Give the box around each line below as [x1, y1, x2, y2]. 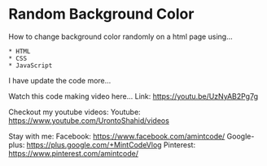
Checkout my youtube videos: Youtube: [8, 107, 141, 117]
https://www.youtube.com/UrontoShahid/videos [8, 115, 169, 126]
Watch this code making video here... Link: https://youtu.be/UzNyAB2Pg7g [8, 91, 259, 101]
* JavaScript [8, 62, 53, 70]
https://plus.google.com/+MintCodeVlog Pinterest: [26, 139, 196, 150]
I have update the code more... [8, 75, 112, 85]
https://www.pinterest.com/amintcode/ [8, 148, 139, 158]
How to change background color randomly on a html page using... [8, 32, 234, 41]
